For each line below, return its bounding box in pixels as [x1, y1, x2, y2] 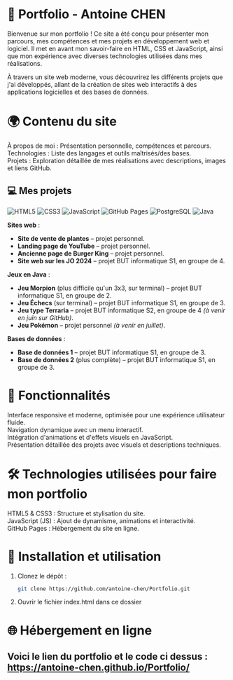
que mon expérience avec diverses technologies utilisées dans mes [7, 52, 203, 60]
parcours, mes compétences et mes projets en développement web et [7, 36, 210, 45]
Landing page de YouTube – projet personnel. [17, 242, 150, 250]
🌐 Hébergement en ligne [7, 623, 153, 638]
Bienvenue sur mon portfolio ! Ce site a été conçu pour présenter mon [7, 29, 209, 38]
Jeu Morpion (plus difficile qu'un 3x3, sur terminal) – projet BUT [17, 284, 203, 292]
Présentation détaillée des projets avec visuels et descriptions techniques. [7, 440, 222, 449]
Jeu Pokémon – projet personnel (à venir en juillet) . [17, 321, 166, 329]
